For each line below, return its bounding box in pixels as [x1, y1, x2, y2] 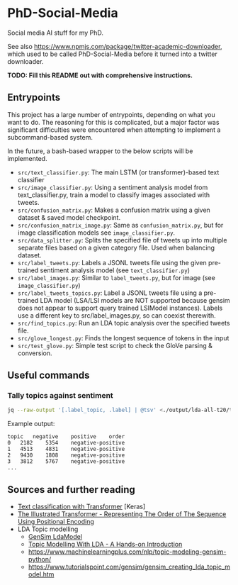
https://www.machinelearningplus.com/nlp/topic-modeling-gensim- [28, 547, 227, 556]
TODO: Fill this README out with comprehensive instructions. [7, 71, 193, 79]
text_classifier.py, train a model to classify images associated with [17, 190, 210, 199]
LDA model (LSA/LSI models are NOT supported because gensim [40, 296, 230, 304]
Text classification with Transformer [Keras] [17, 502, 146, 511]
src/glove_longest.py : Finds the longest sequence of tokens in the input [17, 333, 229, 342]
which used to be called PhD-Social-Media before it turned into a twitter [7, 50, 217, 58]
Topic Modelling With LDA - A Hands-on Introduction [28, 540, 183, 549]
